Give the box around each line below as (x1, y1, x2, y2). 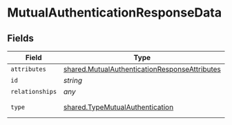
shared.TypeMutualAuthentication (63, 102, 174, 112)
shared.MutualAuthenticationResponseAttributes (63, 64, 221, 74)
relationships (10, 88, 57, 95)
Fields (7, 32, 35, 44)
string (63, 76, 83, 85)
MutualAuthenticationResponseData (7, 5, 222, 21)
